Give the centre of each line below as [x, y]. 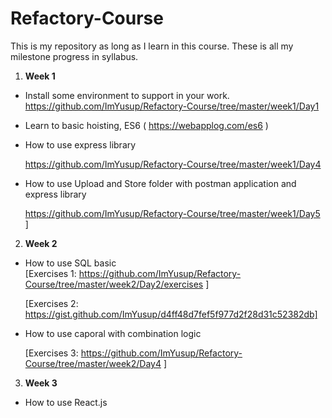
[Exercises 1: [50, 273]
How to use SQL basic [70, 263]
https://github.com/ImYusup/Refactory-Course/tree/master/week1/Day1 [172, 106]
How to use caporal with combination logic [113, 333]
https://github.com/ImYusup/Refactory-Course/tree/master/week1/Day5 [172, 213]
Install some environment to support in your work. [127, 95]
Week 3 [41, 383]
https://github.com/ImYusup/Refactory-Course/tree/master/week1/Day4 [173, 164]
